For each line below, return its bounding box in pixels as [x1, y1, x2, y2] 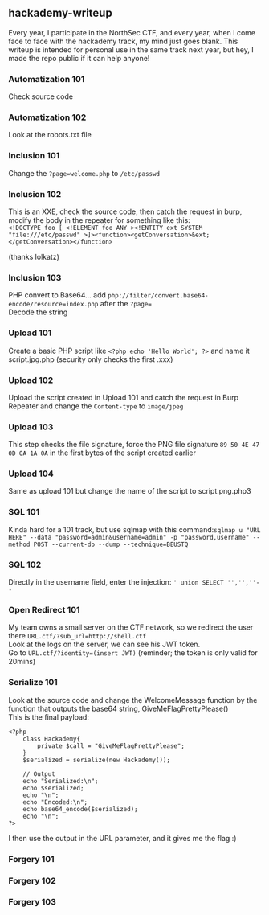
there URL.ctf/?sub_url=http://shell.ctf [8, 631, 147, 641]
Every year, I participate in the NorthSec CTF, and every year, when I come [8, 27, 256, 37]
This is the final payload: [8, 712, 90, 722]
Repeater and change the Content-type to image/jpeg [8, 401, 184, 411]
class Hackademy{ [22, 735, 81, 743]
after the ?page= [100, 299, 153, 309]
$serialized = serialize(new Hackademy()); [22, 756, 171, 764]
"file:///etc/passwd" [8, 231, 81, 239]
